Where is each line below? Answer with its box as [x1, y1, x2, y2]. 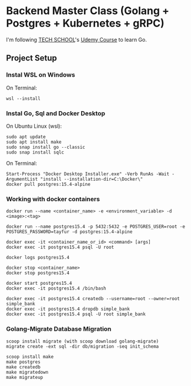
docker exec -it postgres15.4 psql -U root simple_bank [6, 311, 146, 317]
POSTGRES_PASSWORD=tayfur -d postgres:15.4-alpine [6, 229, 133, 235]
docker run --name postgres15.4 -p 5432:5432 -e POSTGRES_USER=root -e [6, 224, 185, 230]
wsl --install [6, 95, 41, 101]
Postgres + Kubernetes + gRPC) [6, 16, 165, 30]
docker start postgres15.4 [6, 281, 72, 287]
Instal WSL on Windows [6, 71, 75, 79]
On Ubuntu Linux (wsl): [6, 122, 62, 129]
